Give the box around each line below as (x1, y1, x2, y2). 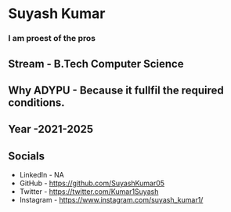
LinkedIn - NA (19, 170, 65, 180)
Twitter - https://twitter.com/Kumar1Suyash (19, 187, 159, 196)
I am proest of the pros (8, 33, 96, 44)
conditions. (8, 96, 65, 109)
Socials (8, 149, 45, 163)
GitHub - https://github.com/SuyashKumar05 (19, 178, 165, 188)
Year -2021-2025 (8, 122, 94, 136)
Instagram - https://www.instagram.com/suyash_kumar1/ (19, 196, 204, 205)
